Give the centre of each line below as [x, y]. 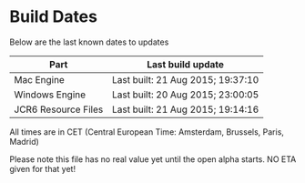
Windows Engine [50, 95]
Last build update [186, 64]
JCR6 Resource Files [59, 109]
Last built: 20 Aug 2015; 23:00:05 [186, 95]
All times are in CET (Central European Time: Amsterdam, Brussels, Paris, [147, 132]
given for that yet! [42, 168]
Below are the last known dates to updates [89, 42]
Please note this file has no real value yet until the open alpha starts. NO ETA [153, 159]
